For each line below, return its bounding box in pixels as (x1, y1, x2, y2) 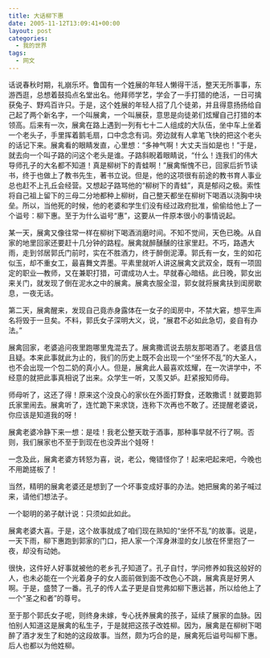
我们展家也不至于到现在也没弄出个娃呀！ (22, 437, 157, 447)
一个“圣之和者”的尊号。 (8, 593, 86, 602)
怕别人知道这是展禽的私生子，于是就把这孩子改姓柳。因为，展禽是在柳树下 (8, 620, 255, 630)
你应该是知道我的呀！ (8, 410, 79, 420)
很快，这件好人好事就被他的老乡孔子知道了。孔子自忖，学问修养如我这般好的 (8, 563, 262, 573)
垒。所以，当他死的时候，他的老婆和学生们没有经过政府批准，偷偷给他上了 (8, 201, 255, 210)
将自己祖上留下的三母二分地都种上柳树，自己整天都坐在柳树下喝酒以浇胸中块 (8, 190, 262, 200)
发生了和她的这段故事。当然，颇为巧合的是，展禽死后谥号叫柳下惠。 (35, 630, 262, 640)
